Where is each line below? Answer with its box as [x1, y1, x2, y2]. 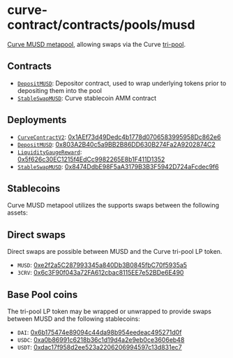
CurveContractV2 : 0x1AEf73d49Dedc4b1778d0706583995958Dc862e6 [17, 132, 221, 141]
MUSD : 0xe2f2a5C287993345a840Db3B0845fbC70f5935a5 [17, 261, 187, 269]
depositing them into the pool [17, 86, 103, 94]
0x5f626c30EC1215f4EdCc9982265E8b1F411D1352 [17, 155, 165, 163]
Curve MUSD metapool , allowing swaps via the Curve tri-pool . [7, 40, 186, 48]
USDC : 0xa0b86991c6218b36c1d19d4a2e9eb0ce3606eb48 [17, 336, 185, 344]
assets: [7, 208, 28, 217]
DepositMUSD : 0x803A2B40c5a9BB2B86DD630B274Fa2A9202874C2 [17, 140, 216, 148]
